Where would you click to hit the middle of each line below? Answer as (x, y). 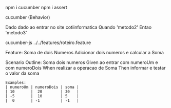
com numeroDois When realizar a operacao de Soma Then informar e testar (85, 68)
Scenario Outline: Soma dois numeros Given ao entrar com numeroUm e (82, 62)
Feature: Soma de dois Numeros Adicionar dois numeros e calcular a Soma (85, 52)
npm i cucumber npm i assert (36, 7)
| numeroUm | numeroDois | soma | (42, 87)
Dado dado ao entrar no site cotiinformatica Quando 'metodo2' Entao (79, 27)
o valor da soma (22, 73)
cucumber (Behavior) (28, 17)
